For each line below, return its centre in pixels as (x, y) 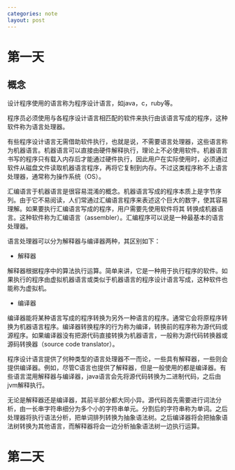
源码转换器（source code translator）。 (63, 344)
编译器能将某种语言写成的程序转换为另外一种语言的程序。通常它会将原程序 (114, 318)
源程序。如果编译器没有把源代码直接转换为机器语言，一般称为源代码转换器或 (117, 335)
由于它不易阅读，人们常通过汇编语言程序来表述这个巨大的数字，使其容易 (123, 200)
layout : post (26, 20)
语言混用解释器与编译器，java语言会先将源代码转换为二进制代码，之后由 (117, 376)
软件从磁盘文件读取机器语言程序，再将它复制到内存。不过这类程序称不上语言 (117, 168)
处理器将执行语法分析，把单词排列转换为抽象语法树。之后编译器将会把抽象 (114, 417)
